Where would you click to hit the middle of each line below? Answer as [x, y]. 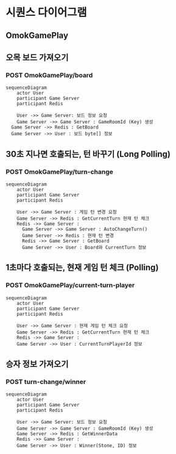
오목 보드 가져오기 [37, 58]
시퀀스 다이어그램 [46, 12]
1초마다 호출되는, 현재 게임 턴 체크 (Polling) [82, 267]
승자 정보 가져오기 [37, 364]
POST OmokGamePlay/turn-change [59, 172]
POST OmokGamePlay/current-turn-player [70, 285]
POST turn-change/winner [46, 382]
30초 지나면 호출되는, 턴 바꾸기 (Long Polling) [88, 154]
